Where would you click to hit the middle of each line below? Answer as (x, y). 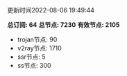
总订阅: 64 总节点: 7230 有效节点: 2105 (63, 25)
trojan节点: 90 (37, 39)
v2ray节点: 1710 (40, 48)
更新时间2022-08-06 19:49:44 (51, 10)
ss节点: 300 (34, 65)
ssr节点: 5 (32, 57)
